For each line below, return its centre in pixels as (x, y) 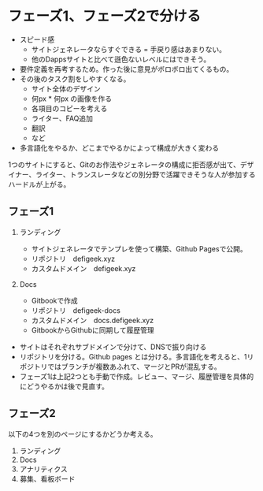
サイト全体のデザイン (66, 88)
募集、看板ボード (47, 478)
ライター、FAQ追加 (62, 118)
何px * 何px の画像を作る (72, 99)
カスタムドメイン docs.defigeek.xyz (93, 320)
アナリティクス (44, 469)
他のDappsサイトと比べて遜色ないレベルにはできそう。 (121, 59)
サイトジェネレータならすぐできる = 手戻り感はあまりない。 (129, 49)
